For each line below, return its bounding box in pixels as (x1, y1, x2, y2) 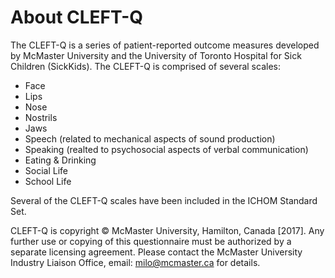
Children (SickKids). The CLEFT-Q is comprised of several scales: (10, 60, 281, 72)
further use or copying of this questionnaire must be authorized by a (10, 235, 292, 247)
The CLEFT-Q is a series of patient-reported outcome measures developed (10, 39, 320, 51)
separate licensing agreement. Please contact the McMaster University (10, 246, 303, 258)
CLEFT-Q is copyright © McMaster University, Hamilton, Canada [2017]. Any (10, 224, 325, 236)
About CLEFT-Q (10, 6, 144, 29)
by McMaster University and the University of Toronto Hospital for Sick (10, 49, 302, 61)
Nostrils (24, 111, 58, 123)
